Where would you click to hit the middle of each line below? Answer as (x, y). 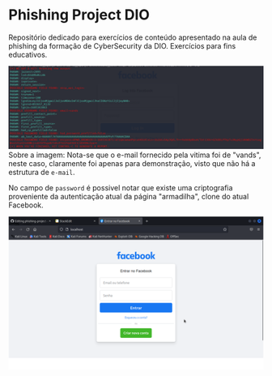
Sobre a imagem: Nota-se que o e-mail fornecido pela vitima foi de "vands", (135, 155)
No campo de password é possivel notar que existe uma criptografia (121, 188)
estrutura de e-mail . (42, 173)
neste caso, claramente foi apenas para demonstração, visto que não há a (132, 164)
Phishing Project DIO (79, 15)
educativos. (28, 54)
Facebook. (26, 205)
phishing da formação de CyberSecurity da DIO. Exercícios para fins (122, 45)
